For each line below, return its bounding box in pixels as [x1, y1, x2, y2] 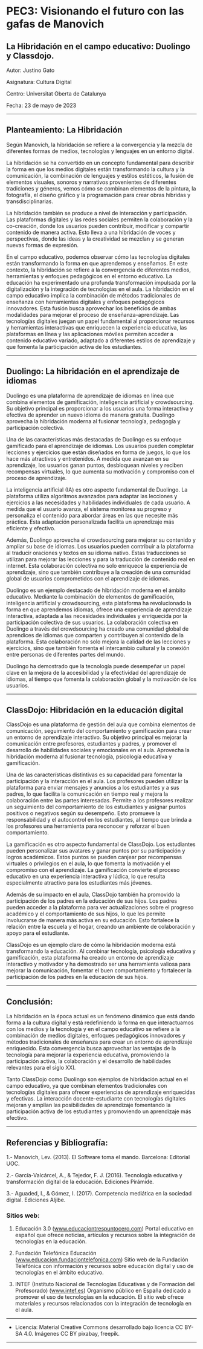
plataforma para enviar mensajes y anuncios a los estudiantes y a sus [6, 784, 179, 792]
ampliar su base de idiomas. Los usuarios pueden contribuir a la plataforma [6, 542, 194, 550]
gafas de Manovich [6, 17, 105, 31]
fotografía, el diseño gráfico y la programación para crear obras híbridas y [6, 191, 191, 198]
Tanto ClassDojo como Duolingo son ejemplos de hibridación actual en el [6, 1076, 188, 1083]
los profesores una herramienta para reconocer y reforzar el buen [6, 822, 170, 830]
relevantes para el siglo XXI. [6, 1064, 76, 1071]
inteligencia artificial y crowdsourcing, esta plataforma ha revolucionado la [6, 599, 192, 606]
